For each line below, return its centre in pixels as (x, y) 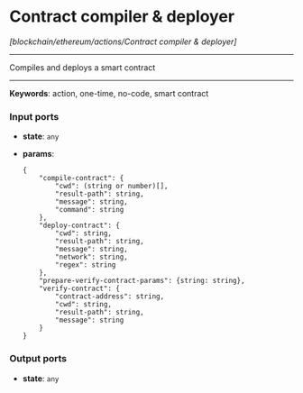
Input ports (34, 116)
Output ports (38, 359)
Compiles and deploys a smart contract (83, 67)
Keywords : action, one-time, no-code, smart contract (109, 93)
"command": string (90, 210)
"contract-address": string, (110, 297)
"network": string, (92, 257)
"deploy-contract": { (79, 226)
